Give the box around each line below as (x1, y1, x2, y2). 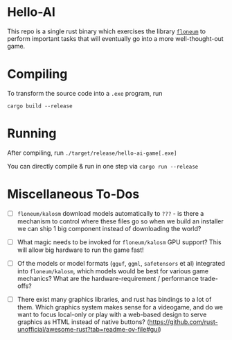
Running (7, 126, 57, 142)
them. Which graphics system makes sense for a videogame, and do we (17, 303, 224, 311)
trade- (199, 274, 218, 282)
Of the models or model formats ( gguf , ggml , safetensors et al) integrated (17, 259, 225, 267)
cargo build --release (7, 102, 73, 110)
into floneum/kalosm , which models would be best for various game (17, 266, 209, 275)
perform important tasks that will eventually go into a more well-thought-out (7, 34, 224, 42)
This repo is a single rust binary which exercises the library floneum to (7, 27, 206, 35)
